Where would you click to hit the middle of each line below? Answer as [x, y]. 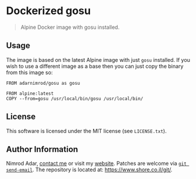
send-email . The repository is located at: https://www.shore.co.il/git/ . [89, 170]
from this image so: [29, 72]
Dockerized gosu [49, 11]
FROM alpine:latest [30, 93]
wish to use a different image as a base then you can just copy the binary [95, 66]
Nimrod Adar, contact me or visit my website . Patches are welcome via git [97, 164]
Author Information [42, 149]
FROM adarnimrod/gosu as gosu [43, 83]
